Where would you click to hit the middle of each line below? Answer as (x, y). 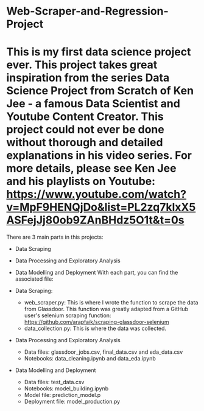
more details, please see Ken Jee (91, 168)
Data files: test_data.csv (54, 382)
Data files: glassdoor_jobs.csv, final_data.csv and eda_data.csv (104, 352)
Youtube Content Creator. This (85, 117)
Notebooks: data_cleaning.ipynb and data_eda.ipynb (90, 359)
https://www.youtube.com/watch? (97, 195)
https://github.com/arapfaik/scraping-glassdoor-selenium (97, 322)
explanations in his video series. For (99, 156)
